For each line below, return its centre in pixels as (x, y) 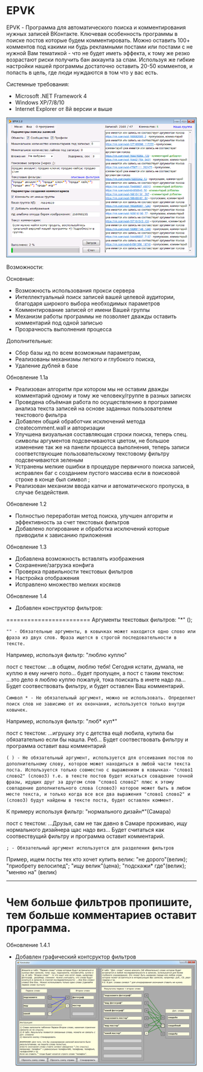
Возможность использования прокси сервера (75, 291)
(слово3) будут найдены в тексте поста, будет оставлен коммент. (90, 801)
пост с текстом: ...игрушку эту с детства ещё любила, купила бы (90, 733)
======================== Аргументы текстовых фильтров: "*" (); (99, 620)
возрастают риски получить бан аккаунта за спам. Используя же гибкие (101, 59)
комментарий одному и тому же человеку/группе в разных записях (103, 396)
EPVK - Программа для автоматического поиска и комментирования (96, 27)
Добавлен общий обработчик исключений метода (80, 422)
